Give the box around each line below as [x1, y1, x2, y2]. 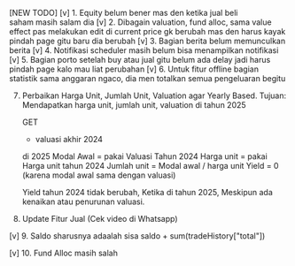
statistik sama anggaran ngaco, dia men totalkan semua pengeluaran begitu [9, 73, 286, 83]
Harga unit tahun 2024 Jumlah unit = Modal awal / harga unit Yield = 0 [21, 161, 279, 171]
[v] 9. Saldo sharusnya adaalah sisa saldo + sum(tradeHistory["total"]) [9, 231, 266, 241]
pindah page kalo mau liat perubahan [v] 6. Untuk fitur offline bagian [9, 64, 260, 74]
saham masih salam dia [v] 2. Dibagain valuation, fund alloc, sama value [9, 17, 272, 27]
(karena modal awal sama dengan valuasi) [21, 170, 176, 180]
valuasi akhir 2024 [35, 134, 104, 144]
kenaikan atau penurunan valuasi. [21, 196, 145, 207]
